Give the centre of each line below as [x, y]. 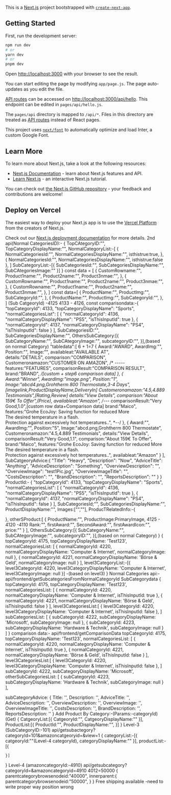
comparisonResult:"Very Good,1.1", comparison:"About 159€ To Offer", [79, 438]
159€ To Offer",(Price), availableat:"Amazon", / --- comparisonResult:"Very [84, 401]
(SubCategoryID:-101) [28, 730]
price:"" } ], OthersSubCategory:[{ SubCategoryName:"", [65, 530]
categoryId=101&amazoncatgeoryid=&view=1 [53, 735]
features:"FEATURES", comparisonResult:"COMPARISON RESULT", [75, 368]
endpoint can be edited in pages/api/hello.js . [54, 105]
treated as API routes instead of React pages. [53, 120]
